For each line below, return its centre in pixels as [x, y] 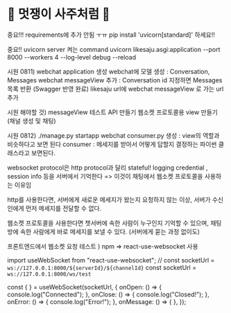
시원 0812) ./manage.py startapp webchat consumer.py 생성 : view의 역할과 [113, 135]
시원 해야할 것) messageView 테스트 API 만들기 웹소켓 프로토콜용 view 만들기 [113, 112]
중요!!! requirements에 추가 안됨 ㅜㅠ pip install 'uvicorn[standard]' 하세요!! [111, 35]
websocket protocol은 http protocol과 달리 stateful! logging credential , [108, 168]
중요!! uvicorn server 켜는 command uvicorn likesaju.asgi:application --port [114, 49]
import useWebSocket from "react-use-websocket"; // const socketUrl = [111, 260]
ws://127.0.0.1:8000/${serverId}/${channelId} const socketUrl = [102, 267]
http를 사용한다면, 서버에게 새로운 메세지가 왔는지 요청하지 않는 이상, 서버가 [109, 199]
